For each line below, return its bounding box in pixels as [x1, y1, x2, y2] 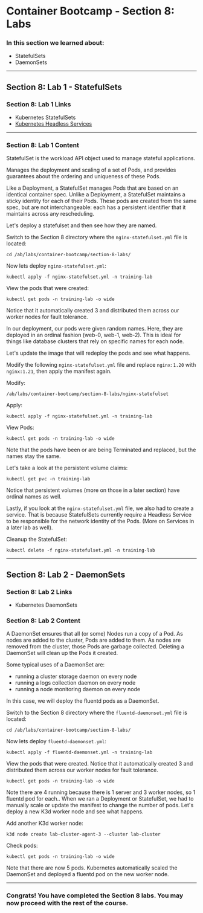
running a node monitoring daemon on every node [14, 686, 141, 693]
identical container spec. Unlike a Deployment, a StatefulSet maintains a [6, 191, 185, 198]
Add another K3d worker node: [6, 820, 83, 827]
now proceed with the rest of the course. [6, 899, 129, 908]
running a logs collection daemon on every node [14, 679, 136, 686]
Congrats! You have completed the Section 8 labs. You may [6, 891, 184, 900]
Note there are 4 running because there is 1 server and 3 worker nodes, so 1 [6, 789, 196, 796]
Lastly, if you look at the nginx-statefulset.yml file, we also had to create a [6, 505, 194, 512]
